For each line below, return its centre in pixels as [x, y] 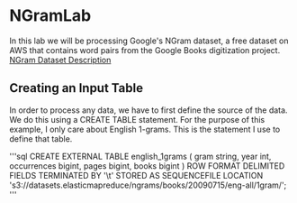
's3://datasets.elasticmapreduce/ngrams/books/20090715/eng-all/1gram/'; [148, 185]
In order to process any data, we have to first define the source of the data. [148, 110]
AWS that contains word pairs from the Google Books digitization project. [145, 50]
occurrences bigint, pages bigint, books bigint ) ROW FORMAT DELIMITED [147, 166]
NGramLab [50, 16]
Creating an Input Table [76, 88]
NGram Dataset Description [60, 60]
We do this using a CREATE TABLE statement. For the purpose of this [137, 119]
